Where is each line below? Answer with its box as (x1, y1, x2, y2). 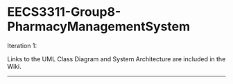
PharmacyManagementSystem (7, 19, 191, 34)
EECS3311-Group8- (7, 4, 121, 20)
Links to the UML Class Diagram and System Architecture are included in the (7, 54, 226, 63)
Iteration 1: (7, 41, 37, 50)
